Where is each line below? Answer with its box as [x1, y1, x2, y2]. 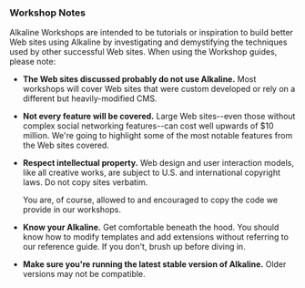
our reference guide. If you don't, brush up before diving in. [22, 242, 246, 252]
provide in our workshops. [22, 204, 121, 215]
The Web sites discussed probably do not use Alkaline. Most [22, 74, 257, 85]
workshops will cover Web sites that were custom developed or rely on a [22, 84, 296, 95]
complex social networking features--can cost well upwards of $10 [22, 120, 275, 131]
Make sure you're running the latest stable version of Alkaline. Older [22, 259, 287, 270]
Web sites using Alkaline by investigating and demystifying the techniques [9, 36, 288, 47]
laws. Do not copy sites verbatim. [22, 177, 148, 188]
